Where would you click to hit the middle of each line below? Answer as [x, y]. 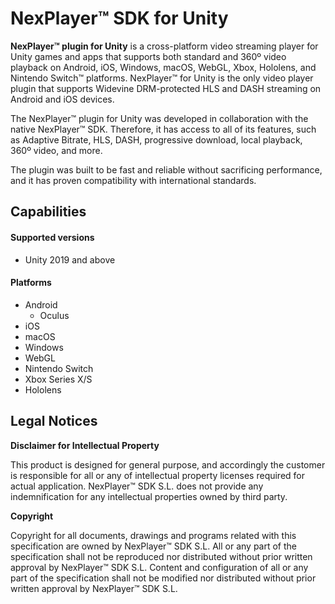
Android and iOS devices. [62, 99]
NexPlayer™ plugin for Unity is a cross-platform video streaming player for [164, 46]
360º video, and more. [56, 150]
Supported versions [52, 237]
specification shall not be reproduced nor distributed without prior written [161, 556]
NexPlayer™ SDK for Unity [119, 18]
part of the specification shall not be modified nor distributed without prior [163, 578]
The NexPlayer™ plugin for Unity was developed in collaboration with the [159, 118]
